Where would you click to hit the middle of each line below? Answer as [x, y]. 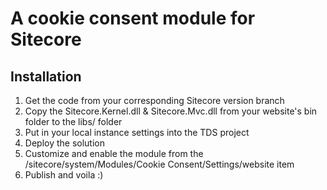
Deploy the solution [64, 143]
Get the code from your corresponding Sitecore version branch [154, 100]
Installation [46, 76]
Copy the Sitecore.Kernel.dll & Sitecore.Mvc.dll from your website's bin [171, 111]
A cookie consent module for [133, 18]
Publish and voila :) [64, 175]
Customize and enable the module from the [114, 153]
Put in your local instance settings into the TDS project [137, 132]
